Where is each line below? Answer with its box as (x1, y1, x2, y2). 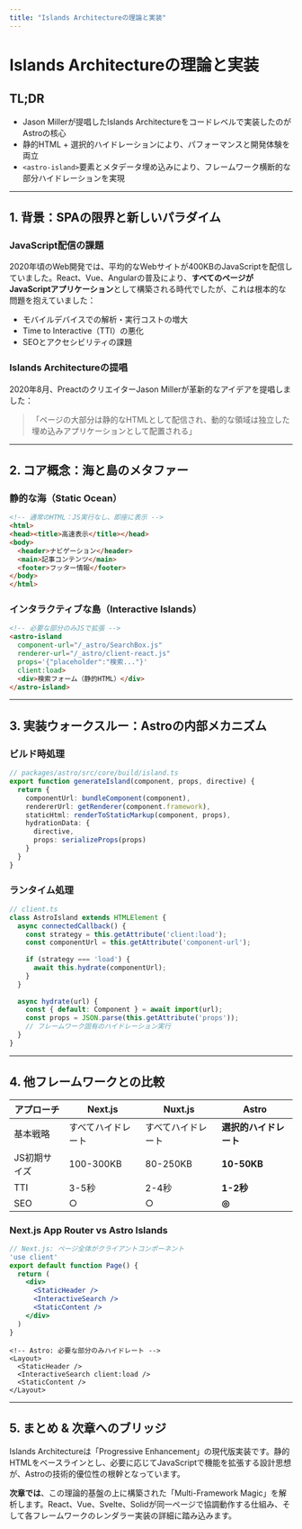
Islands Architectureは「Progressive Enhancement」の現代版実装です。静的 (9, 1446, 290, 1457)
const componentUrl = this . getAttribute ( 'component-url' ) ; (25, 938, 252, 947)
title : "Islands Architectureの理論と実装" (9, 13, 166, 23)
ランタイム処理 (9, 884, 75, 896)
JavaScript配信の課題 (9, 239, 104, 251)
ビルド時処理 (9, 747, 66, 760)
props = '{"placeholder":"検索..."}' (17, 657, 148, 667)
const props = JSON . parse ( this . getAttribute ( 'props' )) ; (25, 1014, 240, 1023)
